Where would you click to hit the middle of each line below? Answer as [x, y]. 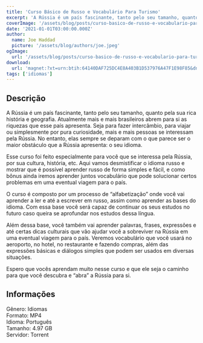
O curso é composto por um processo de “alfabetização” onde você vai [95, 194]
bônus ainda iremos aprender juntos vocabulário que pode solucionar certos [101, 176]
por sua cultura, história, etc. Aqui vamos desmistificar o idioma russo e [95, 163]
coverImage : [21, 23]
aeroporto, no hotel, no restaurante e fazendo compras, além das [87, 244]
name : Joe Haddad [34, 40]
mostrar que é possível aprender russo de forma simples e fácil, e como [96, 169]
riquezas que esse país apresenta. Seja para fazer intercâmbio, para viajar [99, 126]
